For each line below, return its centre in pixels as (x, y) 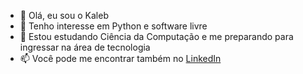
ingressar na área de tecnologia (85, 47)
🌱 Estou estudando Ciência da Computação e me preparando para (156, 36)
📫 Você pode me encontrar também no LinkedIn (120, 58)
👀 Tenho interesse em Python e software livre (113, 26)
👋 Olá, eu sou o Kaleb (64, 15)
